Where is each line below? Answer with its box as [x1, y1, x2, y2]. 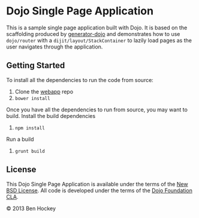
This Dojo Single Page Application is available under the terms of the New [6, 180, 188, 187]
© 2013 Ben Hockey [6, 205, 56, 212]
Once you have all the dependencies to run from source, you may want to [6, 106, 188, 113]
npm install [14, 125, 45, 131]
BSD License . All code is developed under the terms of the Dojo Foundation [6, 187, 193, 194]
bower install [14, 95, 50, 101]
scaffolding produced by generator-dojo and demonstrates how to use [6, 30, 180, 37]
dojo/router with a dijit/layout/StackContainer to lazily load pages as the [6, 37, 192, 44]
